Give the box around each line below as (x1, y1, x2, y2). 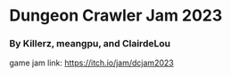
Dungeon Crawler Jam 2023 (9, 5, 223, 26)
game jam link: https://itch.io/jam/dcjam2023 (9, 57, 174, 68)
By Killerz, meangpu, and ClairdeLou (9, 38, 171, 50)
